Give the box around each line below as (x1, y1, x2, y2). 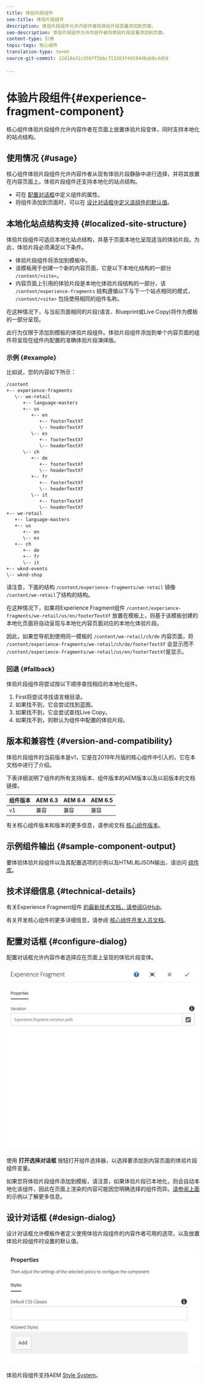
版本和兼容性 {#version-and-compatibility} (6, 736, 173, 747)
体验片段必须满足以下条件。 (17, 243, 87, 251)
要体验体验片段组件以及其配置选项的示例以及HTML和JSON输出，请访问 (6, 858, 187, 866)
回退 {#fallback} (6, 665, 55, 673)
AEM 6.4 (63, 796, 86, 804)
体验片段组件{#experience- (6, 91, 147, 104)
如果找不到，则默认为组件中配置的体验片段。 (15, 716, 129, 723)
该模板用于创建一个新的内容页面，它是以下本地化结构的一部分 (15, 264, 172, 272)
